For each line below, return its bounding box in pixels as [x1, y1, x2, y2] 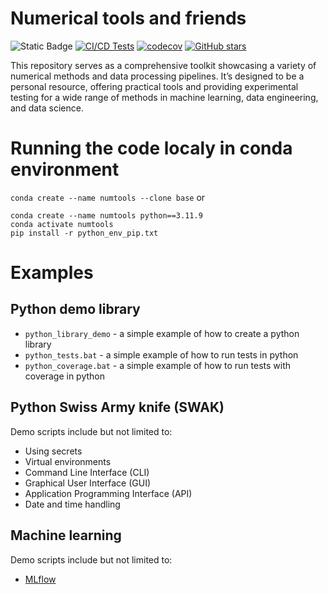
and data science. [10, 102, 84, 114]
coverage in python [24, 370, 105, 382]
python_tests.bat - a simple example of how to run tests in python [24, 348, 299, 361]
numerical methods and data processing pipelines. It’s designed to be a [10, 70, 305, 82]
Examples [10, 262, 94, 284]
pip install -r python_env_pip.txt [10, 228, 159, 238]
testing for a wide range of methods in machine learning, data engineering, [10, 91, 319, 103]
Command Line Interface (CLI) [24, 466, 150, 478]
